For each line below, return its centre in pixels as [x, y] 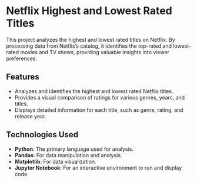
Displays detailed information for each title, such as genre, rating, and [99, 110]
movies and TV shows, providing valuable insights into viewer [95, 52]
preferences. [21, 58]
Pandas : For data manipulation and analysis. [68, 155]
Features [23, 77]
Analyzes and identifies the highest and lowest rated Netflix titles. [94, 91]
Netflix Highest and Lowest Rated [89, 11]
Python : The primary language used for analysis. [74, 149]
